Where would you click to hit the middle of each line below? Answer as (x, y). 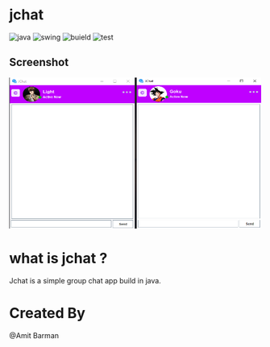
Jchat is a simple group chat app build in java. (85, 280)
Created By (47, 313)
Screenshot (39, 62)
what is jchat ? (58, 258)
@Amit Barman (34, 335)
